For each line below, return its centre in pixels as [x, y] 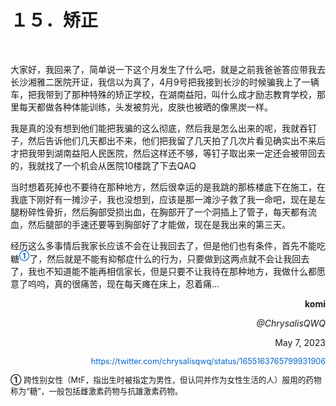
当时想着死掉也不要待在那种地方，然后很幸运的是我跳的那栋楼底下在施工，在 [168, 187]
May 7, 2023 [300, 342]
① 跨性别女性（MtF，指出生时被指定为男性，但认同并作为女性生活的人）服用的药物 [166, 379]
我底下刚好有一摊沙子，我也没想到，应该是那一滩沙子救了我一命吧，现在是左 [168, 199]
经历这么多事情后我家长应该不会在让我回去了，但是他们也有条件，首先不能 [163, 245]
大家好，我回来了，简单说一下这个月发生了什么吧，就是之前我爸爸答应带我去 [168, 69]
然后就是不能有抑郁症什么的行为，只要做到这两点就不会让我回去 [178, 258]
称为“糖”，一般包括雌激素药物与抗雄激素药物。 [96, 391]
